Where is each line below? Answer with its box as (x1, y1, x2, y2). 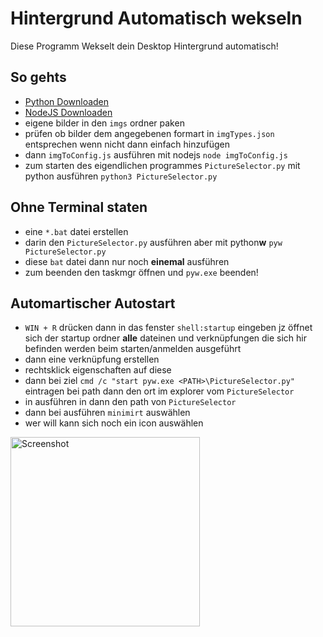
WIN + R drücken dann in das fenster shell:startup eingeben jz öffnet (24, 322, 313, 334)
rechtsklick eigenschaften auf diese (24, 364, 172, 376)
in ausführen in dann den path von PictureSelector (24, 396, 237, 408)
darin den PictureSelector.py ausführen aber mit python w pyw (24, 236, 283, 248)
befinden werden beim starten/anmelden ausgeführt (24, 343, 242, 355)
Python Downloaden (24, 95, 110, 107)
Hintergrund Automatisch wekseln (10, 7, 303, 30)
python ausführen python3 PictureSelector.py (24, 170, 218, 182)
